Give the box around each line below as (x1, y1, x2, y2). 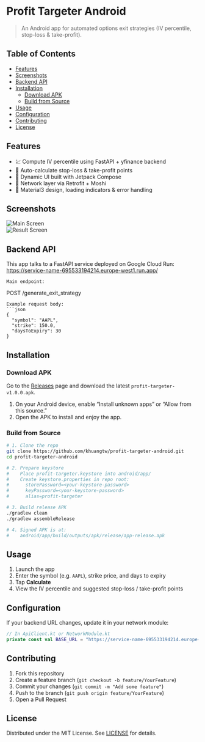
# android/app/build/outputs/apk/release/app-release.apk (6, 532, 165, 538)
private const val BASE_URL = (6, 636, 84, 642)
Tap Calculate (15, 579, 51, 586)
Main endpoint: (6, 279, 45, 285)
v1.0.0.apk (6, 389, 34, 395)
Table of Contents (6, 49, 76, 59)
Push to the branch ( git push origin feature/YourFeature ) (15, 689, 165, 696)
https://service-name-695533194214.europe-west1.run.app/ (6, 267, 158, 274)
